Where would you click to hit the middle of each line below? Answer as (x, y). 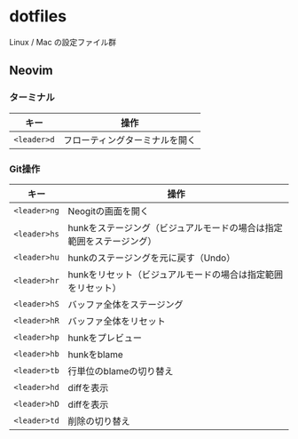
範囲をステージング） (112, 241)
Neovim (31, 71)
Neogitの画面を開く (108, 211)
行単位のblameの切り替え (121, 371)
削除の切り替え (99, 421)
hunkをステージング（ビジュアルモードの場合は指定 (176, 227)
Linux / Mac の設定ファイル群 (63, 42)
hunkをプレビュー (105, 338)
